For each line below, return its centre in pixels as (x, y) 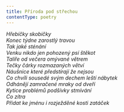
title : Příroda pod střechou (42, 11)
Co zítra (16, 96)
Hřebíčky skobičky (29, 34)
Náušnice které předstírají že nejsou (50, 71)
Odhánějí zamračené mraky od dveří (51, 84)
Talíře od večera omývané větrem (47, 59)
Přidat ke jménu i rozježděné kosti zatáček (58, 103)
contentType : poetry (32, 17)
